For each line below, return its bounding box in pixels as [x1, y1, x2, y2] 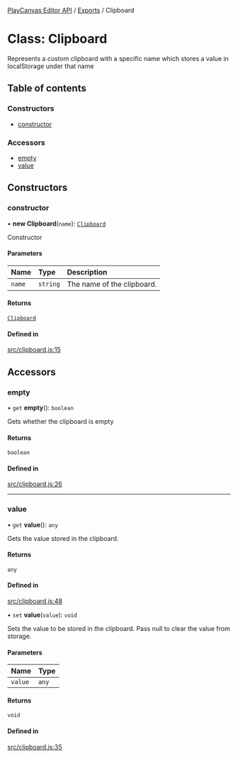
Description [67, 267, 108, 277]
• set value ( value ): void [7, 610, 78, 620]
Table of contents [7, 82, 86, 94]
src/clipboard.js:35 [7, 742, 62, 751]
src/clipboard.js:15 [7, 346, 62, 354]
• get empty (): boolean [7, 403, 74, 412]
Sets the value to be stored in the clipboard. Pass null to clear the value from [7, 625, 230, 633]
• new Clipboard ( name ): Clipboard [7, 219, 106, 228]
